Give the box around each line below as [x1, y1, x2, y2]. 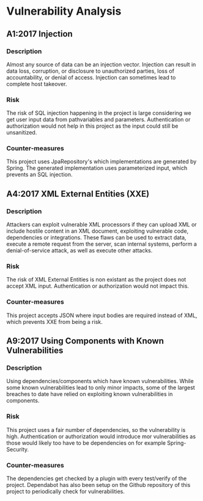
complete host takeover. [6, 80, 67, 87]
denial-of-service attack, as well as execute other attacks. [6, 247, 153, 254]
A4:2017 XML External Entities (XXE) [6, 188, 150, 199]
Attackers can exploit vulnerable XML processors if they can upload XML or [6, 221, 197, 229]
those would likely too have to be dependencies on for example [6, 439, 166, 447]
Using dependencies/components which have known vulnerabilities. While [6, 378, 194, 385]
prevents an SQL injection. [6, 171, 73, 178]
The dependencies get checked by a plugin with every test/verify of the [6, 475, 187, 482]
